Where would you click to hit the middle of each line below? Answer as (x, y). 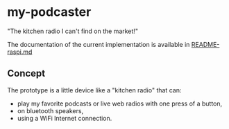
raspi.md (20, 52)
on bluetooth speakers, (50, 110)
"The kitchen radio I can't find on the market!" (73, 31)
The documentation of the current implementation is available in (99, 44)
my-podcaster (49, 12)
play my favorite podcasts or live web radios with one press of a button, (120, 103)
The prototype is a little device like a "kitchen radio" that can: (94, 90)
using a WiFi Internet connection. (65, 118)
